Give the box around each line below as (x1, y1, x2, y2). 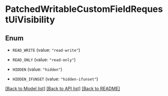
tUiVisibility (5, 14, 55, 25)
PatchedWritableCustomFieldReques (5, 3, 163, 15)
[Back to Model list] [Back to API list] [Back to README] (5, 86, 120, 92)
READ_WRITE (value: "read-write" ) (12, 47, 80, 53)
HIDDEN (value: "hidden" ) (12, 66, 63, 72)
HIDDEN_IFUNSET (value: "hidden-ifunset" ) (12, 76, 99, 82)
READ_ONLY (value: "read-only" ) (12, 57, 76, 63)
